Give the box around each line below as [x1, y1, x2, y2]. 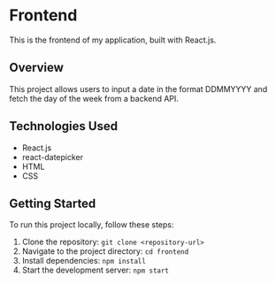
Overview [9, 60, 65, 75]
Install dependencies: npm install [21, 256, 146, 266]
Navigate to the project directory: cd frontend [21, 246, 189, 257]
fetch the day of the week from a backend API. [9, 93, 180, 104]
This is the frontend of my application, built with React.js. [9, 35, 217, 45]
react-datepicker [21, 151, 84, 162]
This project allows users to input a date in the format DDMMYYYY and [9, 83, 268, 94]
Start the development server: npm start [21, 265, 170, 275]
